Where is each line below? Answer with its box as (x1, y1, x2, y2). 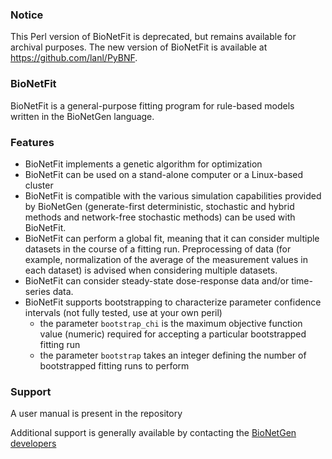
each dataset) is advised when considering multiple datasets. (24, 264, 278, 276)
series (24, 285, 51, 297)
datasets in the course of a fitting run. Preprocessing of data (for (24, 243, 292, 255)
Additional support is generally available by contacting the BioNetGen (10, 427, 297, 439)
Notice (10, 8, 44, 22)
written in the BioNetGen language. (10, 110, 155, 122)
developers (10, 438, 57, 450)
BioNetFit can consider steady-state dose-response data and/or (24, 274, 290, 287)
